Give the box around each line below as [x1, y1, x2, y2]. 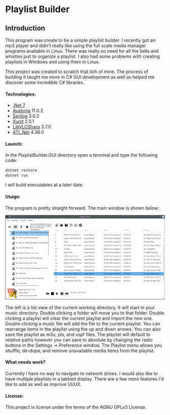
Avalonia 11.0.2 [12, 108, 44, 114]
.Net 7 [12, 102, 25, 109]
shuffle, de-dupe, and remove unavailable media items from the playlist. [5, 348, 155, 354]
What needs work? [5, 359, 46, 365]
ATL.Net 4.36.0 [12, 129, 45, 135]
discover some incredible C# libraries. [5, 80, 84, 85]
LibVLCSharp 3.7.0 [12, 124, 52, 130]
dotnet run [5, 173, 28, 178]
